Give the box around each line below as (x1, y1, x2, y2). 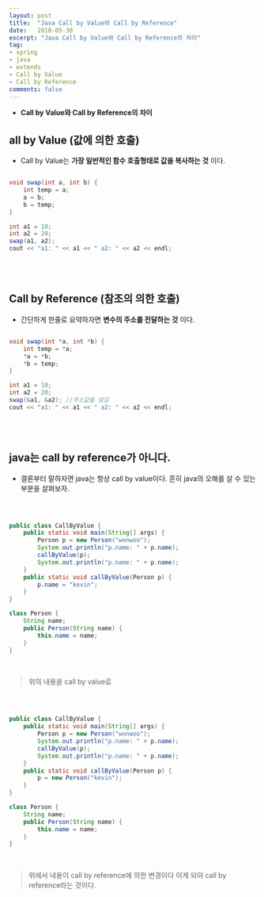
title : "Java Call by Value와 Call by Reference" (9, 19, 178, 27)
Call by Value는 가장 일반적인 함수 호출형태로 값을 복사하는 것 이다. (20, 156, 226, 166)
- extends (9, 63, 42, 71)
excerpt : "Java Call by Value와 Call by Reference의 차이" (9, 33, 201, 42)
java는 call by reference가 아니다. (9, 451, 171, 464)
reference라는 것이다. (28, 880, 96, 890)
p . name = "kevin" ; (37, 580, 98, 589)
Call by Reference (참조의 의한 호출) (9, 292, 180, 306)
